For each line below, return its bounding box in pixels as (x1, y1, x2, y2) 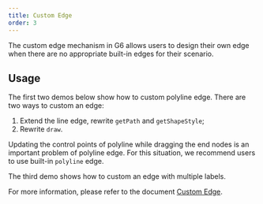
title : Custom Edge (8, 11, 73, 20)
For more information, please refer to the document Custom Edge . (8, 187, 224, 197)
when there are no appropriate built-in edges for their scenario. (8, 49, 214, 58)
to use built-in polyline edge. (8, 157, 104, 166)
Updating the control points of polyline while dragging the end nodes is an (8, 139, 250, 150)
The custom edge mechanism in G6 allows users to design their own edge (8, 40, 250, 50)
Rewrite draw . (19, 124, 63, 134)
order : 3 (8, 19, 37, 27)
